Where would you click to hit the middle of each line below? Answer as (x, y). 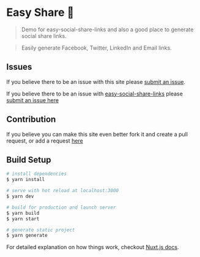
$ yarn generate (27, 236)
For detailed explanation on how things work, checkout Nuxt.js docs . (93, 247)
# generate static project (41, 230)
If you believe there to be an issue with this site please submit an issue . (96, 81)
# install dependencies (37, 174)
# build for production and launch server (61, 207)
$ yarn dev (20, 196)
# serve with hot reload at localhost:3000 (63, 191)
